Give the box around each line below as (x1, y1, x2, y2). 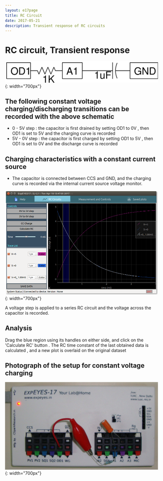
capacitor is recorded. (5, 310, 49, 316)
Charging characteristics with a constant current (5, 155, 156, 163)
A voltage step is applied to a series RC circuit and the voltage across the (5, 304, 151, 311)
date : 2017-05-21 (5, 18, 40, 23)
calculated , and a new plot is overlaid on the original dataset (5, 347, 127, 353)
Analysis (5, 324, 33, 333)
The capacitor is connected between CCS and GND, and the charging (12, 176, 151, 181)
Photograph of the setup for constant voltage (5, 361, 145, 370)
